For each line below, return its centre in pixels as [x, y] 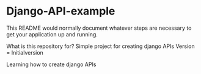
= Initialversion [25, 52]
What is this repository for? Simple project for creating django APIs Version [100, 46]
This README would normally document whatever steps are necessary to [99, 28]
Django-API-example [61, 11]
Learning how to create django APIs [51, 64]
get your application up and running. [52, 34]
